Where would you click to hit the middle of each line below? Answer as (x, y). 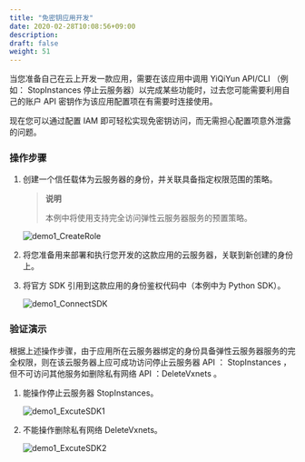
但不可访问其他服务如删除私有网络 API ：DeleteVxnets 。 (116, 373)
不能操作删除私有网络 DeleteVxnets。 (93, 429)
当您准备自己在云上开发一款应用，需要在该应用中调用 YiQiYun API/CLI (140, 79)
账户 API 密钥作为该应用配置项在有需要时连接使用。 (121, 102)
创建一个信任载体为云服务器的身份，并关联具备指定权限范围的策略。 (150, 179)
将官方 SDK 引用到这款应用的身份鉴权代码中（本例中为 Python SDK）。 (154, 286)
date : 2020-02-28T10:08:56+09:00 (73, 26)
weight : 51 (30, 52)
